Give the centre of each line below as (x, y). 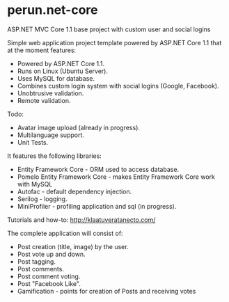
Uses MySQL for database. (56, 78)
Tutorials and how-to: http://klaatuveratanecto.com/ (81, 220)
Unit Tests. (33, 142)
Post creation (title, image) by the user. (73, 246)
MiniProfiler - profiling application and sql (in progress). (97, 206)
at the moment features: (42, 50)
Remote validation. (44, 100)
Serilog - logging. (42, 199)
